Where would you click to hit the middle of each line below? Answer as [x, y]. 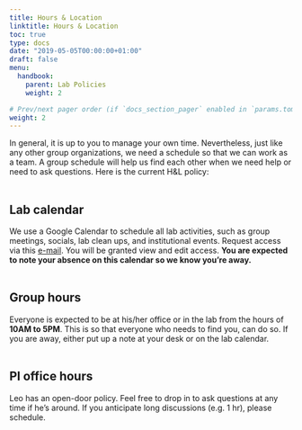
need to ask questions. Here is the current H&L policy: [109, 172]
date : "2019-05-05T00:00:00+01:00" [76, 51]
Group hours [45, 298]
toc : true [28, 34]
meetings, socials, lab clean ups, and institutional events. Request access [145, 241]
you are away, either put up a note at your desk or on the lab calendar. [139, 338]
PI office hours [51, 376]
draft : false [34, 59]
